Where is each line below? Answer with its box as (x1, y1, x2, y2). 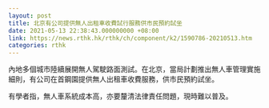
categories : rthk (8, 42, 66, 50)
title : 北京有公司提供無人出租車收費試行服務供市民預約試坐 (8, 19, 183, 27)
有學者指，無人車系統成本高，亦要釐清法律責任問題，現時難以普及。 (8, 91, 233, 101)
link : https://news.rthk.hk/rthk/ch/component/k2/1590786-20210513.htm (8, 34, 252, 42)
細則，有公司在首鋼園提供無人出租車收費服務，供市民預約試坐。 (8, 74, 219, 84)
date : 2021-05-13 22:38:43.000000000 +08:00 (8, 26, 159, 34)
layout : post (8, 11, 52, 20)
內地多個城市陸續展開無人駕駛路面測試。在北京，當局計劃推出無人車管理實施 (8, 65, 261, 74)
